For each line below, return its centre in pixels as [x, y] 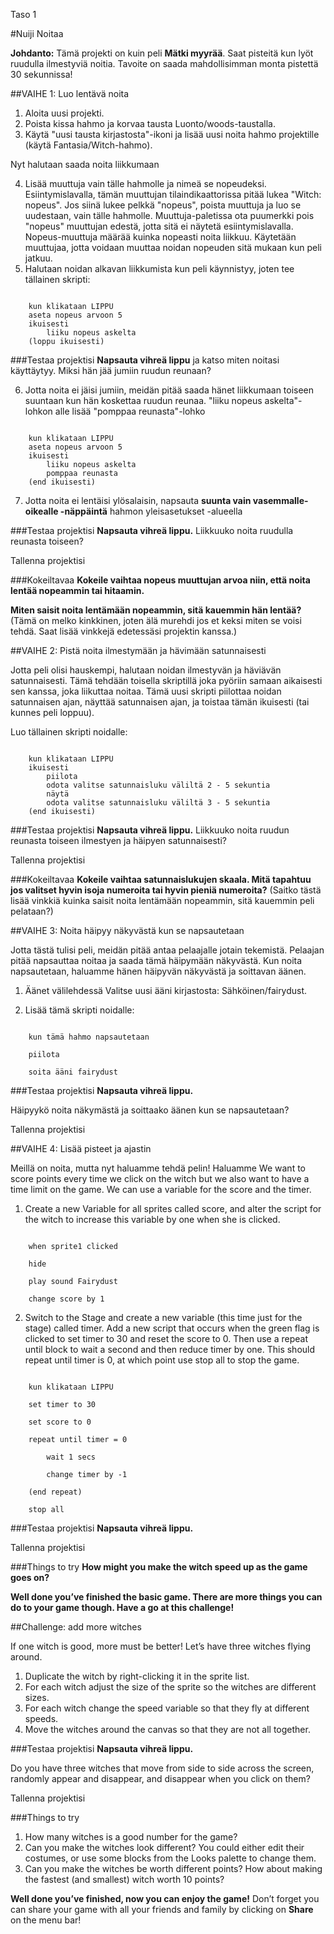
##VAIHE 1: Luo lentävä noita [70, 93]
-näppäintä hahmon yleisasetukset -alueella [151, 511]
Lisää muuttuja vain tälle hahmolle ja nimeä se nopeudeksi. [145, 183]
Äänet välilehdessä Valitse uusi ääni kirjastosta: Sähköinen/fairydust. [166, 990]
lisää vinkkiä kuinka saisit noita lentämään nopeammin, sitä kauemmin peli [162, 900]
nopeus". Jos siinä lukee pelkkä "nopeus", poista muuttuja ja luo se [163, 205]
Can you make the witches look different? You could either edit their [164, 1847]
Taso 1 [23, 14]
